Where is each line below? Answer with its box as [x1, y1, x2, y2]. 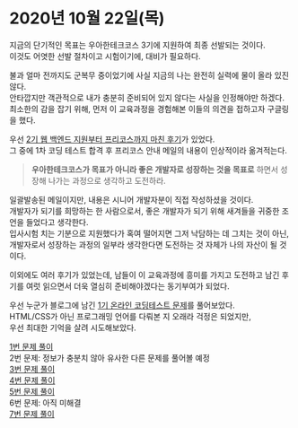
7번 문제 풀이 [9, 408, 56, 419]
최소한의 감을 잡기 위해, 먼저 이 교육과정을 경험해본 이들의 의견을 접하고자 [9, 103, 266, 114]
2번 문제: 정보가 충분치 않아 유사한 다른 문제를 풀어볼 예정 [9, 352, 211, 363]
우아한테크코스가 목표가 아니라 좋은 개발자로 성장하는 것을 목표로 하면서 [31, 163, 279, 175]
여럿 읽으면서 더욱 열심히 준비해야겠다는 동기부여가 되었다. [25, 280, 231, 292]
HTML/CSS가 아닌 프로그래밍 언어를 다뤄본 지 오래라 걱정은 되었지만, [9, 310, 251, 321]
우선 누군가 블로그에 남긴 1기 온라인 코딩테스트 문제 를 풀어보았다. [9, 300, 235, 310]
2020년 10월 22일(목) [9, 8, 165, 29]
